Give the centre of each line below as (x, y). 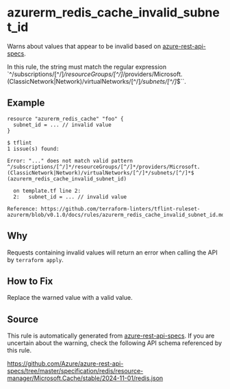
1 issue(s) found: (33, 149)
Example (26, 103)
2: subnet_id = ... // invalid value (70, 197)
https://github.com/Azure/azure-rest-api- (65, 364)
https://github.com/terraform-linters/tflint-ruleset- (120, 209)
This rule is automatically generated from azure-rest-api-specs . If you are (111, 336)
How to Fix (30, 281)
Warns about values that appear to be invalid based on (84, 46)
